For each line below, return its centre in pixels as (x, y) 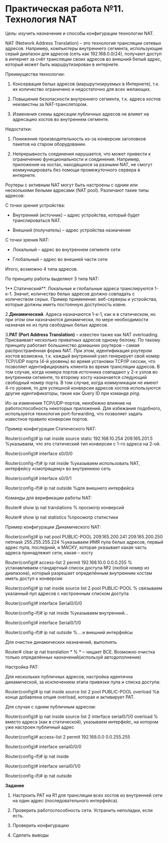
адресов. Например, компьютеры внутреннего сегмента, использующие (84, 48)
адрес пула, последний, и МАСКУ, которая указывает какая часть (76, 547)
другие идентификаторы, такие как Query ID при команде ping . (73, 393)
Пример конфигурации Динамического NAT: (53, 527)
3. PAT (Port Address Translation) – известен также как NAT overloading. (82, 334)
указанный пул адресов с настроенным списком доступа (67, 593)
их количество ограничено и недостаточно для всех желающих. (82, 89)
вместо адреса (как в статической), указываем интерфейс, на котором (82, 721)
